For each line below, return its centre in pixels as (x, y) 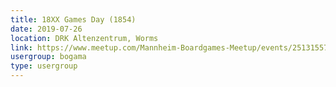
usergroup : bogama (48, 57)
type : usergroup (44, 66)
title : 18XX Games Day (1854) (73, 19)
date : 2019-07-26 (46, 29)
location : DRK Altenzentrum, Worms (84, 38)
